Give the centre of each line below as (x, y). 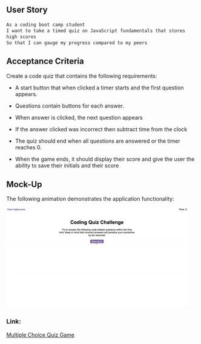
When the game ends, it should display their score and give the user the (105, 159)
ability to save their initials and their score (67, 165)
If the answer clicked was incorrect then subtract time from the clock (101, 129)
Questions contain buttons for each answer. (70, 106)
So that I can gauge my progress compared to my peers (77, 43)
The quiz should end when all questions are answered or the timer (97, 141)
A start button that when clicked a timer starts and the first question (99, 88)
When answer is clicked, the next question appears (79, 117)
